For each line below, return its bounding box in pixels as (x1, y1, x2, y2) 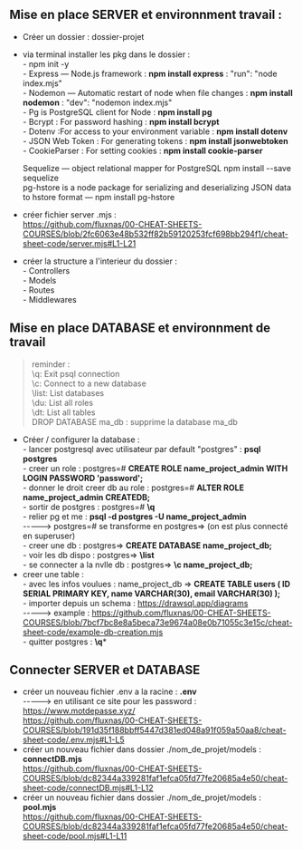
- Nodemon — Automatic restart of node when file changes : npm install (22, 87, 293, 98)
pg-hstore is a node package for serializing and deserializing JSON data (22, 181, 292, 193)
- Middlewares (22, 294, 77, 304)
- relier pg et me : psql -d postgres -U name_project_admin (22, 511, 247, 522)
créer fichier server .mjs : (22, 208, 118, 220)
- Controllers (22, 265, 71, 275)
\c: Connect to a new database (31, 378, 146, 389)
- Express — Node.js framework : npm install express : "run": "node (22, 68, 278, 79)
